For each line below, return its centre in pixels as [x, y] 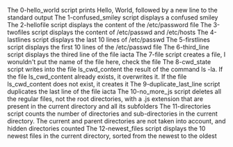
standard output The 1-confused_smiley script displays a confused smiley [113, 17]
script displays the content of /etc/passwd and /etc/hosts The [120, 32]
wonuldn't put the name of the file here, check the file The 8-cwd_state [109, 62]
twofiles [18, 32]
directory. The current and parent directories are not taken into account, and [116, 121]
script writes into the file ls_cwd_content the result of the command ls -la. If [115, 69]
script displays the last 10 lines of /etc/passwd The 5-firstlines [121, 40]
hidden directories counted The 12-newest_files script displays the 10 [106, 129]
